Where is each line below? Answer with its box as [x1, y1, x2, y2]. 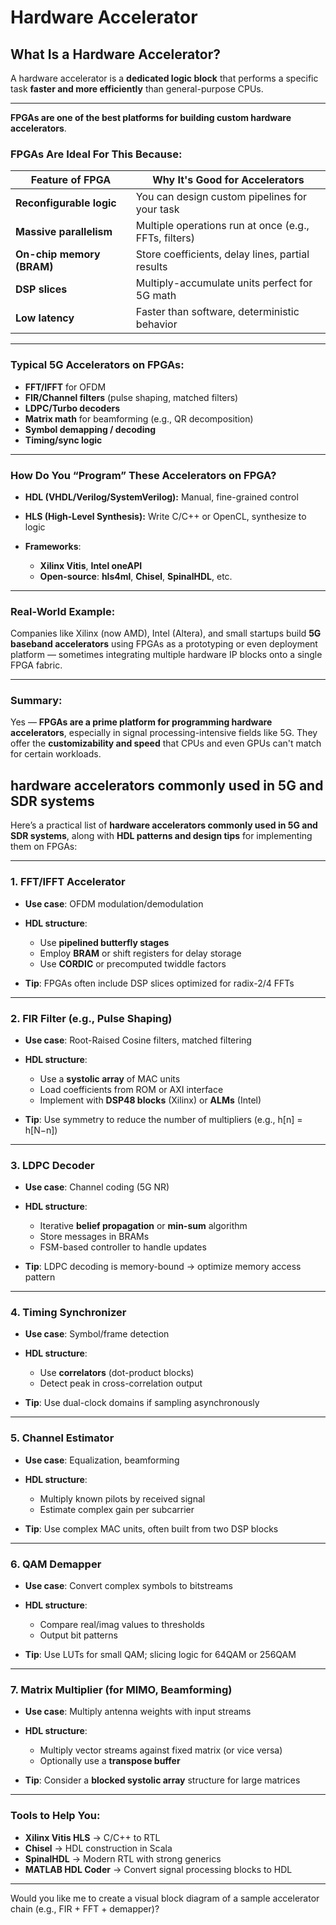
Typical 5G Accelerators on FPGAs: [10, 358, 185, 372]
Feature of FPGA [30, 173, 112, 187]
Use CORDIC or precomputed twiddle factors [39, 957, 227, 970]
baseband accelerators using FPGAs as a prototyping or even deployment [10, 638, 318, 650]
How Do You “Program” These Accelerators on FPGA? [10, 468, 277, 482]
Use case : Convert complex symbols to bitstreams [24, 1580, 233, 1592]
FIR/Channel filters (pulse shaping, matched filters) [24, 391, 239, 403]
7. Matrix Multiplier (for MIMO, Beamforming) [10, 1683, 233, 1696]
